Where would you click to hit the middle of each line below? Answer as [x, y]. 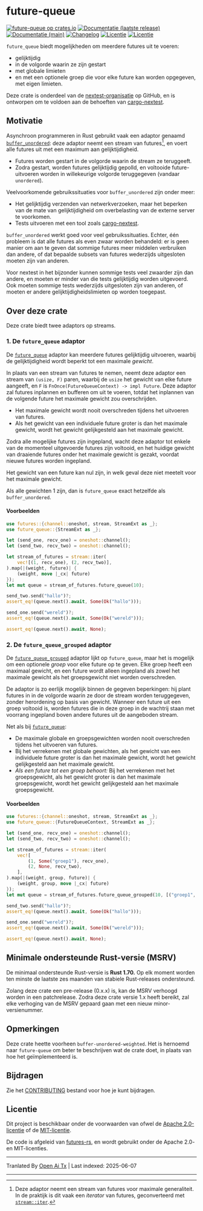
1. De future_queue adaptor [46, 341]
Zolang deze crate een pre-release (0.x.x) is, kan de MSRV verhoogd [92, 990]
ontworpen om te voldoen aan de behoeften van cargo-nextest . [85, 102]
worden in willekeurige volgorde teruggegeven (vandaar [110, 174]
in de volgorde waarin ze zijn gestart [60, 64]
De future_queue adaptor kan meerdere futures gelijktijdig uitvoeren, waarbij [101, 354]
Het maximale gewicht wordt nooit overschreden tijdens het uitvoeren [102, 410]
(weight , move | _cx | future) [54, 574]
